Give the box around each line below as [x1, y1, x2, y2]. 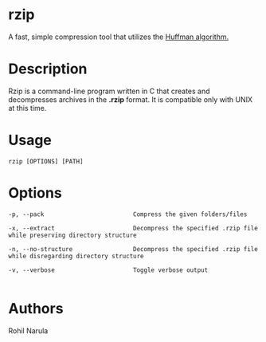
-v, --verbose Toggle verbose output [8, 265, 209, 274]
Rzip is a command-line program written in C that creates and [8, 86, 210, 96]
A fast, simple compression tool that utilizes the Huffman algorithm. [8, 32, 229, 41]
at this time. [8, 103, 47, 112]
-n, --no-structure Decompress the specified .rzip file [8, 245, 259, 253]
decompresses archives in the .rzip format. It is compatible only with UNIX [8, 94, 253, 104]
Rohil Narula [8, 325, 49, 336]
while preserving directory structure [8, 231, 137, 239]
